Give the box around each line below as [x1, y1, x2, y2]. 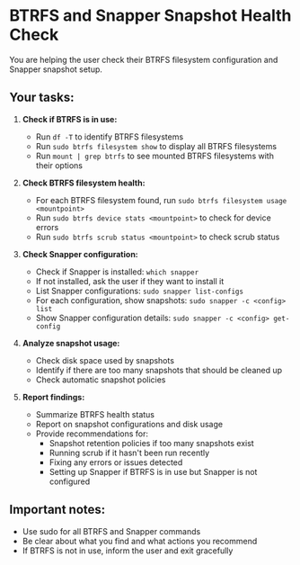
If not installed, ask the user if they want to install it [35, 275, 225, 286]
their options [35, 159, 84, 171]
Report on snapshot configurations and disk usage [35, 418, 223, 429]
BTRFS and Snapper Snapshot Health [9, 5, 292, 26]
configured [49, 476, 91, 487]
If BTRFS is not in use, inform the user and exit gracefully [22, 545, 234, 556]
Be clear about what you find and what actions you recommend [22, 535, 258, 546]
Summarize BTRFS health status [35, 408, 155, 419]
